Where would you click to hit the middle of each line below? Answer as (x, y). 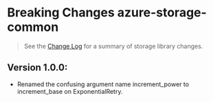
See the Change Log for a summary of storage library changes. (113, 46)
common (33, 27)
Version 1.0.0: (37, 67)
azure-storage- (162, 13)
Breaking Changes (61, 13)
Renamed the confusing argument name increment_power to (103, 84)
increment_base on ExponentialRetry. (70, 91)
